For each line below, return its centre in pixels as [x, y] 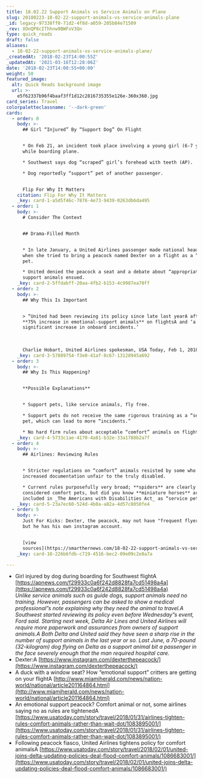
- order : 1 [25, 206]
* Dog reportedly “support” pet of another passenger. [93, 173]
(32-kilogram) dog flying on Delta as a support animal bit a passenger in [106, 647]
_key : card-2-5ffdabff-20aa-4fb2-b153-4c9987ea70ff [83, 283]
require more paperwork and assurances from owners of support [96, 628]
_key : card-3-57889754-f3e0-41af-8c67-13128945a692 [83, 356]
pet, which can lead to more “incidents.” [76, 421]
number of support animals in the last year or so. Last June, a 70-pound [105, 640]
